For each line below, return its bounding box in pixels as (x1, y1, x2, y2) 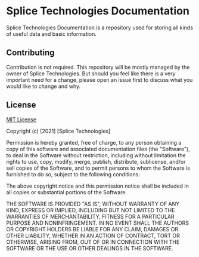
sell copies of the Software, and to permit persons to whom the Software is (6, 164, 191, 172)
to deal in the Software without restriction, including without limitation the (6, 151, 186, 159)
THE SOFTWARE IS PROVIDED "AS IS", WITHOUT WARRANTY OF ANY (6, 200, 180, 207)
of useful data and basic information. (6, 30, 97, 37)
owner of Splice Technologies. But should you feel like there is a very (6, 70, 176, 77)
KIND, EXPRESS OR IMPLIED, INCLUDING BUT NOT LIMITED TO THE (6, 206, 175, 213)
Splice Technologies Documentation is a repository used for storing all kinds (6, 24, 194, 31)
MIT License (6, 115, 37, 123)
